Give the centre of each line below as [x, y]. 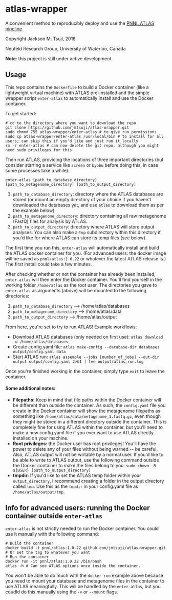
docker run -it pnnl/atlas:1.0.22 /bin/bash [53, 561]
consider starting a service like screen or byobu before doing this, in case [82, 165]
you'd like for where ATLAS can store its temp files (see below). [80, 238]
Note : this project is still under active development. [59, 58]
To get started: [21, 113]
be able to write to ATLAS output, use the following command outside [86, 460]
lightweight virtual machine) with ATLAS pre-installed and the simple [78, 93]
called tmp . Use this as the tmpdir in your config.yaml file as [75, 486]
